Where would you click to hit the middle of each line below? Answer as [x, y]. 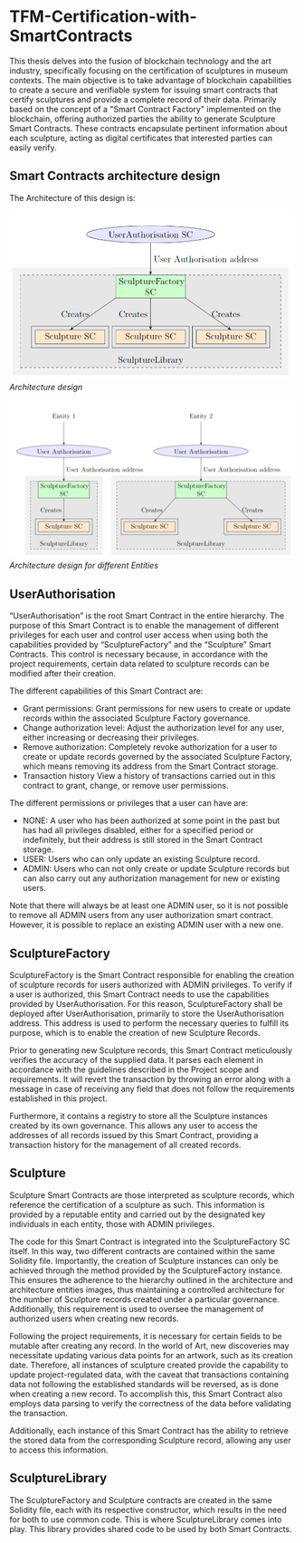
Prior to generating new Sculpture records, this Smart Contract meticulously [151, 1050]
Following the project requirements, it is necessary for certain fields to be [146, 1336]
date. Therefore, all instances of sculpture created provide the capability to [149, 1365]
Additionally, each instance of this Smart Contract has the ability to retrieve [149, 1430]
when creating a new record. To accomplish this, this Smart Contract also [146, 1394]
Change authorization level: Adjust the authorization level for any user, [153, 728]
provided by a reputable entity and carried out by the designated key [138, 1214]
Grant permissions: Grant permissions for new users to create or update [157, 709]
